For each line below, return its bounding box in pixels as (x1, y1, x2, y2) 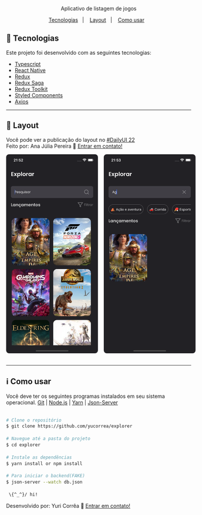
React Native (14, 67, 46, 74)
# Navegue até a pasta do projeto (6, 436, 91, 442)
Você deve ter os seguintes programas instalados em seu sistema (6, 393, 166, 400)
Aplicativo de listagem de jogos (60, 5, 137, 12)
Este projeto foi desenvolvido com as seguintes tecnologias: (6, 49, 151, 56)
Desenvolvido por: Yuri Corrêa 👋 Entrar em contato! (6, 502, 131, 509)
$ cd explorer (6, 442, 41, 448)
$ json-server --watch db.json (6, 479, 83, 485)
